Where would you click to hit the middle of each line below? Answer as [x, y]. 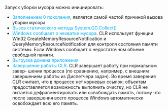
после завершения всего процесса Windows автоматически [78, 98]
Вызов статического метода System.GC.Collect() [64, 28]
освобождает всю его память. [45, 103]
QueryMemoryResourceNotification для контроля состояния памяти [85, 44]
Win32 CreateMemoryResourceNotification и [59, 39]
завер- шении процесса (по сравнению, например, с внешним [80, 71]
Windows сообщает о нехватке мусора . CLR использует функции [82, 33]
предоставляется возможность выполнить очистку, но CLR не [80, 87]
